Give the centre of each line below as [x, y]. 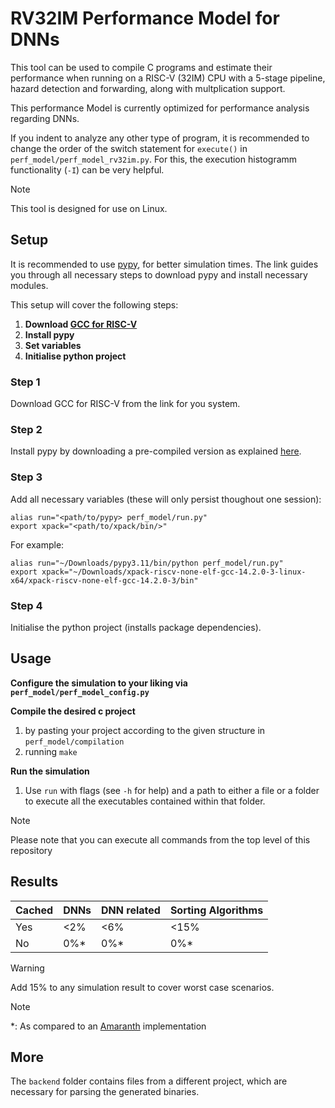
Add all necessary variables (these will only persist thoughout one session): [166, 499]
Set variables [53, 345]
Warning [27, 968]
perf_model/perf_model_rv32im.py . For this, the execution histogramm [154, 159]
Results [34, 882]
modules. [29, 285]
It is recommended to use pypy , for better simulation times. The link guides [164, 264]
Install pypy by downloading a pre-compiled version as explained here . [156, 451]
